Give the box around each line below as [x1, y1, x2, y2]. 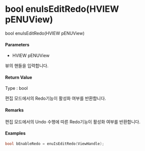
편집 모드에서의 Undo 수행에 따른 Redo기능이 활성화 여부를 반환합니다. [5, 118, 141, 124]
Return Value [5, 74, 32, 80]
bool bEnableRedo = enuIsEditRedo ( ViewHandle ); [5, 141, 105, 146]
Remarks [5, 107, 24, 113]
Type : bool [5, 85, 28, 91]
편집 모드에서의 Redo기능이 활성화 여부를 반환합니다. [5, 95, 107, 102]
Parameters [5, 41, 29, 47]
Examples [5, 130, 26, 136]
